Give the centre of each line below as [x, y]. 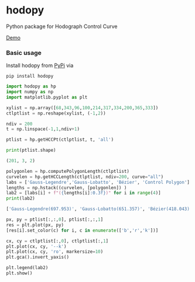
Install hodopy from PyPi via [40, 65]
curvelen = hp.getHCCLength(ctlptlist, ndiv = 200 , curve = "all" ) [85, 177]
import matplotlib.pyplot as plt [47, 97]
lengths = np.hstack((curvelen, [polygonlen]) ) [66, 187]
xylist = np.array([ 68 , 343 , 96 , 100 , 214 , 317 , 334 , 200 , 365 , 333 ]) [82, 108]
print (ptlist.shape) [31, 150]
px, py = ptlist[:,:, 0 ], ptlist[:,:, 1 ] [55, 220]
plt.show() [19, 273]
